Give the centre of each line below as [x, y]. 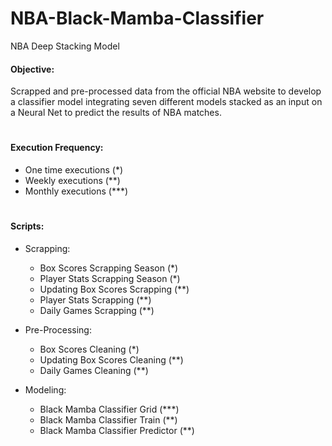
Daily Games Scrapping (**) [97, 310]
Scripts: [27, 226]
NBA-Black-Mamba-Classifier [137, 18]
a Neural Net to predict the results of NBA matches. [116, 113]
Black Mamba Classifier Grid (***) [109, 409]
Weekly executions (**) [72, 180]
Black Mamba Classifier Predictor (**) [117, 430]
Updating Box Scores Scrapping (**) [114, 289]
